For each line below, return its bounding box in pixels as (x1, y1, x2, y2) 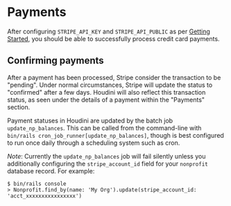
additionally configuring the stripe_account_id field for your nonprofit (7, 159, 208, 168)
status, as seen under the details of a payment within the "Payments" (7, 95, 205, 104)
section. (7, 102, 31, 111)
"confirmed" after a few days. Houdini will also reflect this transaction (7, 88, 206, 96)
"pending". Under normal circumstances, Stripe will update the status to (7, 81, 213, 89)
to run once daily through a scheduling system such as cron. (7, 138, 180, 147)
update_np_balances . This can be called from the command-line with (7, 123, 202, 132)
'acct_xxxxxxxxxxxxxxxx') (7, 192, 82, 199)
